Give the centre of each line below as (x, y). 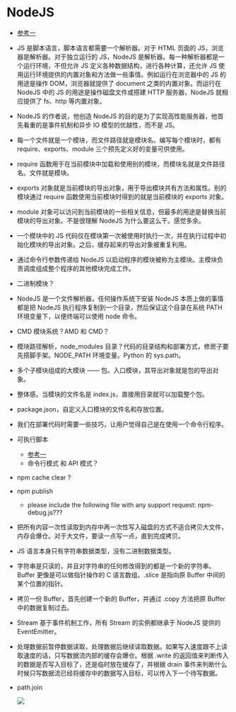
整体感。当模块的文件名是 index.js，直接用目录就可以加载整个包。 (113, 394)
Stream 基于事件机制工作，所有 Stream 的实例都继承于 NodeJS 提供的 (119, 622)
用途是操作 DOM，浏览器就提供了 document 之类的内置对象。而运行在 (119, 83)
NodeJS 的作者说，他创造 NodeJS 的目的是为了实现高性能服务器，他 (117, 116)
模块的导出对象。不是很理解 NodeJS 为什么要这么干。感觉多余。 (111, 220)
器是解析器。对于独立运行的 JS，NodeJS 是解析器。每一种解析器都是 (118, 57)
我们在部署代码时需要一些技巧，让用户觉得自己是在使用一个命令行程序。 (122, 424)
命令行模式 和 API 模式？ (63, 463)
